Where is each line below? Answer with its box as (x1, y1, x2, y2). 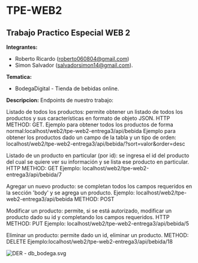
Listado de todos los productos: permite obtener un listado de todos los (6, 108, 183, 115)
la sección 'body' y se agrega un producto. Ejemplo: (6, 189, 135, 196)
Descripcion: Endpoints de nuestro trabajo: (6, 97, 114, 104)
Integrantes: (6, 43, 38, 51)
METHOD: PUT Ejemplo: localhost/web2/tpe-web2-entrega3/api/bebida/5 (6, 220, 189, 227)
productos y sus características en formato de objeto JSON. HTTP (6, 115, 170, 122)
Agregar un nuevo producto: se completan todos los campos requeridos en (6, 183, 193, 190)
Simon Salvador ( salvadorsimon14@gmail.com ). (14, 61, 133, 69)
